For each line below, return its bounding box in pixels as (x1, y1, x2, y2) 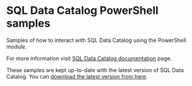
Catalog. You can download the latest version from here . (6, 73, 148, 80)
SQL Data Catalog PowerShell (6, 4, 158, 18)
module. (6, 43, 27, 50)
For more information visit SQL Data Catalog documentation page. (6, 55, 172, 62)
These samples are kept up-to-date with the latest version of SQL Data (6, 66, 184, 73)
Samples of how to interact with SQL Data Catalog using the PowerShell (6, 36, 187, 44)
